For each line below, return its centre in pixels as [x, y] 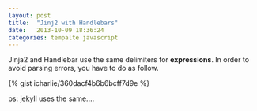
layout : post [30, 15]
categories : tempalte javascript [63, 37]
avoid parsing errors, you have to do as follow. [83, 68]
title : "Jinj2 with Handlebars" [63, 23]
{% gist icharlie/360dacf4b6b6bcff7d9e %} [79, 83]
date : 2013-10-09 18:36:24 [56, 30]
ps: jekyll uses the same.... [51, 98]
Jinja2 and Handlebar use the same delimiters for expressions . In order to [129, 60]
